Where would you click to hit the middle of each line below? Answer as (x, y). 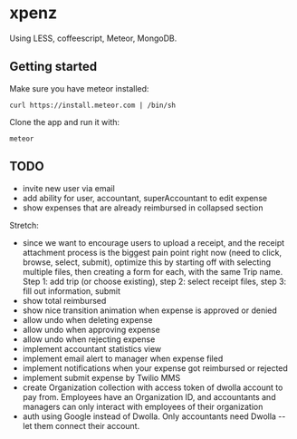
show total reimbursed (64, 300)
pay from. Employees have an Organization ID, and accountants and (149, 396)
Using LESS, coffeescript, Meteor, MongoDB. (93, 38)
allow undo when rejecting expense (89, 339)
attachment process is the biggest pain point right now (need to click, (152, 252)
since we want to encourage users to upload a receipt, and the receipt (153, 242)
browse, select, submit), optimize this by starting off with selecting (147, 262)
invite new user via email (68, 188)
